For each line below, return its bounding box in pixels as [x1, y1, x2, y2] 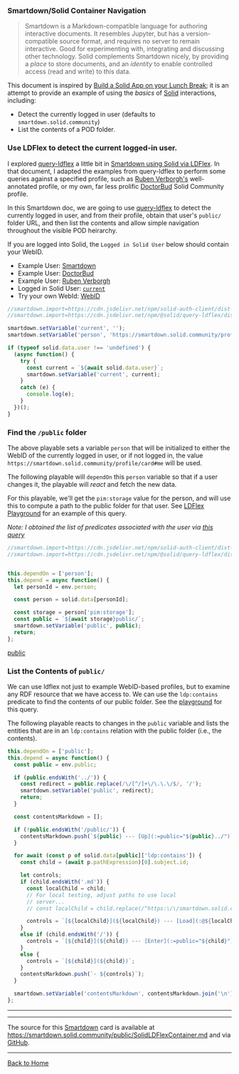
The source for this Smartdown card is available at [7, 1023, 155, 1031]
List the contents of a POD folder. [17, 125, 115, 134]
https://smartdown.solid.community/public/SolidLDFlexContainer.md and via [7, 1031, 231, 1039]
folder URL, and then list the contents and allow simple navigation [7, 218, 199, 227]
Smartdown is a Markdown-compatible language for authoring [24, 22, 208, 31]
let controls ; [20, 872, 62, 879]
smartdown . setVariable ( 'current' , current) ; [26, 371, 161, 378]
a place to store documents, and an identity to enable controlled [24, 60, 213, 68]
